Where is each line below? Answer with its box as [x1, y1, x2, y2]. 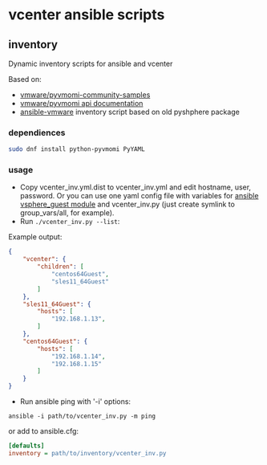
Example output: [8, 232, 63, 242]
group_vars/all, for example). [19, 208, 115, 218]
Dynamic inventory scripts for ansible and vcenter [8, 59, 173, 68]
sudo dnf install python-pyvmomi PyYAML [8, 145, 146, 153]
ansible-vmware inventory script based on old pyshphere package [19, 107, 241, 116]
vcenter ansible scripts [8, 6, 165, 24]
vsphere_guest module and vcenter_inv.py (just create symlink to [19, 199, 235, 210]
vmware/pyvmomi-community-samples [19, 90, 151, 100]
